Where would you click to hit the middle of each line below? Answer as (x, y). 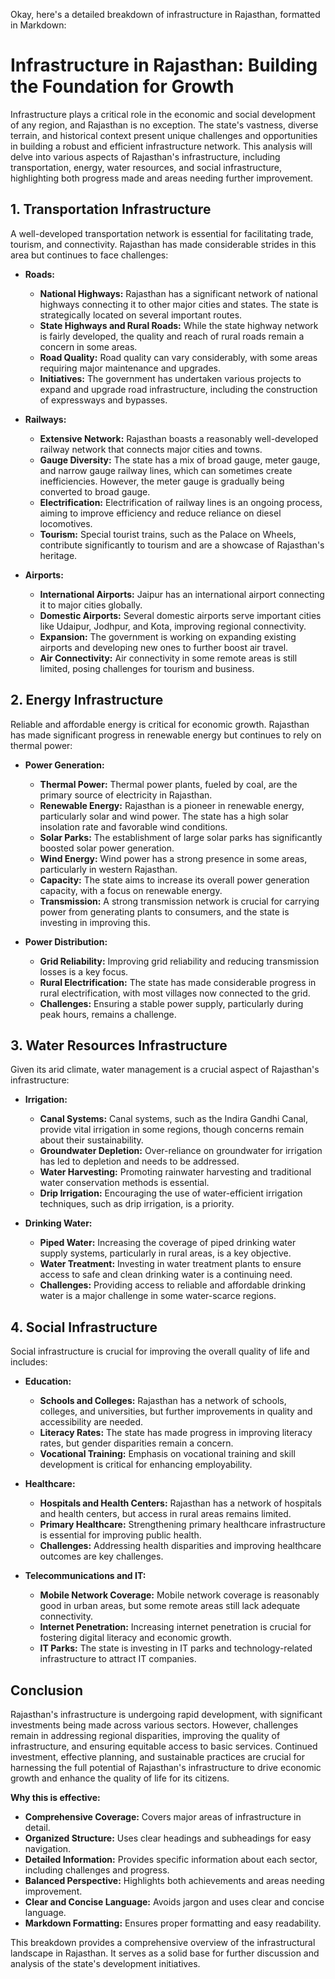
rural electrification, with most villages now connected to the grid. (175, 993)
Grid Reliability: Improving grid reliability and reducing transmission (179, 961)
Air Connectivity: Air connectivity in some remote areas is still (168, 658)
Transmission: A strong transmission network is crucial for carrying (179, 901)
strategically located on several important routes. (141, 315)
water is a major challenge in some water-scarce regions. (158, 1296)
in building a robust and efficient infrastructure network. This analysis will (161, 146)
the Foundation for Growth (122, 86)
